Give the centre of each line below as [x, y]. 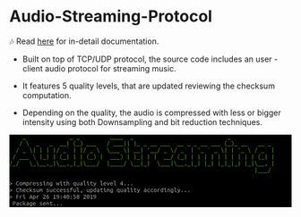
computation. [47, 95]
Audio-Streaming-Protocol [111, 17]
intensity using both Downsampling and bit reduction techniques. [142, 121]
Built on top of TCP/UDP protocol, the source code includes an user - [150, 59]
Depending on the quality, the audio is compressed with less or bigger [152, 113]
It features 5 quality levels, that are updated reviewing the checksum [149, 86]
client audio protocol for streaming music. [99, 68]
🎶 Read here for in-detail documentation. [84, 41]
